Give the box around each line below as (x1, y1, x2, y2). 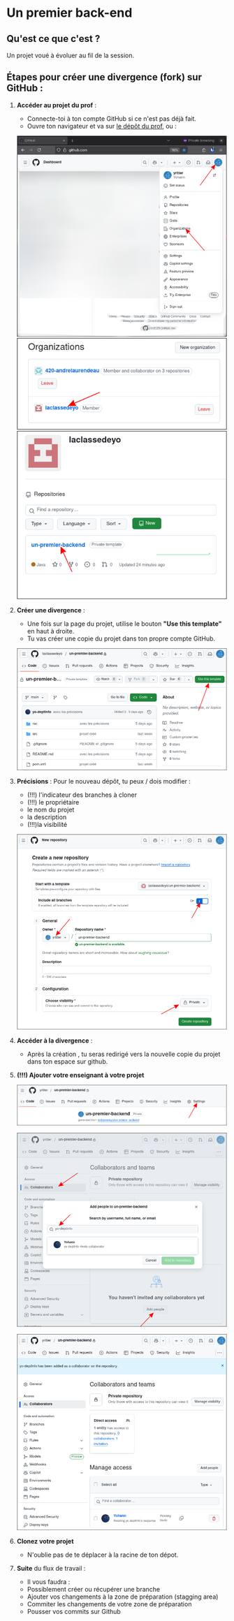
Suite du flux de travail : (16, 1564, 86, 1572)
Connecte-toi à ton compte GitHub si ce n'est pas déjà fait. (27, 114, 197, 123)
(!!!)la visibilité (27, 820, 68, 828)
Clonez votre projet (16, 1536, 74, 1545)
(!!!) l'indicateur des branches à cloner (27, 791, 138, 799)
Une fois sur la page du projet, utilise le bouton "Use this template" (27, 619, 222, 628)
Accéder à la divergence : (16, 1036, 93, 1045)
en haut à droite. (27, 626, 75, 635)
